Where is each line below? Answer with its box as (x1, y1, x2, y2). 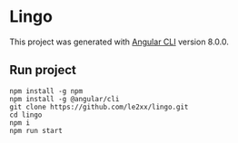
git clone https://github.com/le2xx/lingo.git (9, 102, 189, 111)
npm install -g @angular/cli (9, 94, 120, 103)
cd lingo (9, 110, 43, 119)
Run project (9, 62, 77, 78)
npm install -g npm (9, 86, 84, 96)
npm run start (9, 126, 64, 135)
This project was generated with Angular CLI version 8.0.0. (9, 36, 230, 47)
